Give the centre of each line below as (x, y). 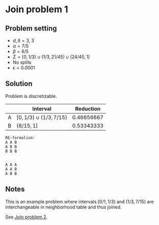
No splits (22, 62)
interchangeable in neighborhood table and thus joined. (63, 207)
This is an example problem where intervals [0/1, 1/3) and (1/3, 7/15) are (79, 201)
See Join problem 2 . (26, 217)
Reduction (88, 108)
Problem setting (31, 28)
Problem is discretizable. (31, 96)
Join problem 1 (37, 9)
